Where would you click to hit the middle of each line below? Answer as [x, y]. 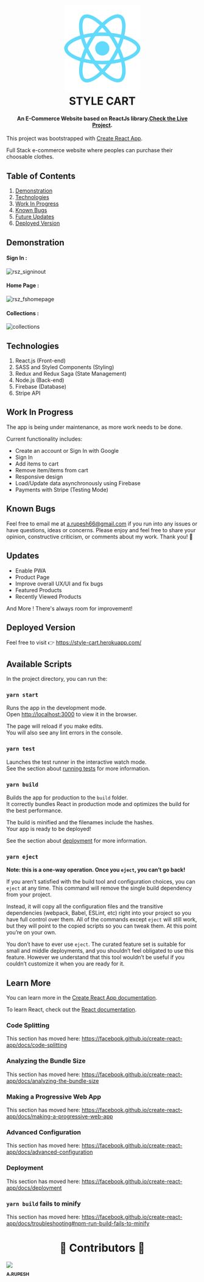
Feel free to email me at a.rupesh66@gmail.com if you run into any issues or [102, 524]
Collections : [23, 313]
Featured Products [38, 590]
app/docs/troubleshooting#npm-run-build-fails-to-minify [78, 1223]
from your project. [29, 895]
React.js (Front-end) [40, 361]
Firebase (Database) [41, 387]
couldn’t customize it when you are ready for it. [65, 964]
